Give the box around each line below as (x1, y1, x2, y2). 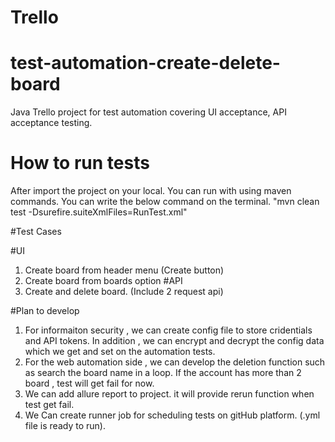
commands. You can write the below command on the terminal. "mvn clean (10, 196, 320, 208)
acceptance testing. (10, 117, 93, 129)
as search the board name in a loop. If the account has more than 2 (24, 367, 302, 379)
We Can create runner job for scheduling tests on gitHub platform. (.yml (24, 409, 321, 421)
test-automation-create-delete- (10, 52, 281, 75)
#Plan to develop (10, 305, 80, 317)
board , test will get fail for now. (24, 377, 155, 390)
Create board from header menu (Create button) (24, 264, 225, 276)
